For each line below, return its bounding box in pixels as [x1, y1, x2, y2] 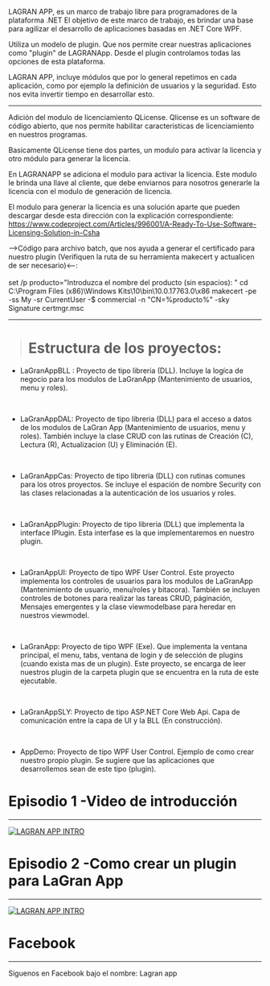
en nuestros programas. [8, 130, 88, 139]
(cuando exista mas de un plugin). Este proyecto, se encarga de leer [19, 658, 247, 668]
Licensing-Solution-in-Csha [8, 228, 100, 237]
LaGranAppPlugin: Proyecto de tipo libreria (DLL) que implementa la [19, 519, 245, 528]
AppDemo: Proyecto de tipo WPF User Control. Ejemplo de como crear [19, 747, 255, 756]
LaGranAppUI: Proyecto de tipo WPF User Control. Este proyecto [19, 567, 235, 577]
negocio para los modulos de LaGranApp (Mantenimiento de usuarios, [19, 374, 253, 383]
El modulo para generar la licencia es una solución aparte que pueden [8, 202, 240, 212]
